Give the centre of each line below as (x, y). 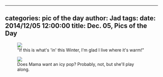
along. (24, 69)
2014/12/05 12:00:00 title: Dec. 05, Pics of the (76, 26)
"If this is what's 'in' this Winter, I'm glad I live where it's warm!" (81, 50)
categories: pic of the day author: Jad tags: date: (81, 18)
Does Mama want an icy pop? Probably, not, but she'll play (76, 64)
